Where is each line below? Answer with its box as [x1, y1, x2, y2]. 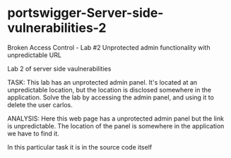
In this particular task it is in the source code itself [7, 142, 153, 151]
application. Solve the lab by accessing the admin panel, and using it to [7, 93, 214, 102]
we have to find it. [7, 129, 60, 138]
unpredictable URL [7, 51, 62, 59]
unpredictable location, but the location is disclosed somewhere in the [7, 85, 212, 94]
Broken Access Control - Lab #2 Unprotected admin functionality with [7, 43, 211, 51]
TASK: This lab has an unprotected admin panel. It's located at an [7, 78, 198, 86]
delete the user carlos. [7, 100, 73, 109]
